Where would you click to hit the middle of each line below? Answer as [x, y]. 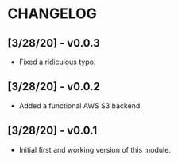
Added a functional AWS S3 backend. [80, 105]
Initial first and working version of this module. [95, 149]
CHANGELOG [52, 14]
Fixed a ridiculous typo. [57, 62]
